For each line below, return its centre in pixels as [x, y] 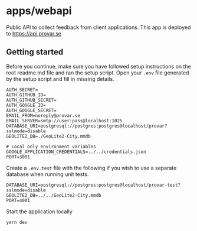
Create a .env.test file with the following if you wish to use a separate [91, 168]
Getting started [35, 52]
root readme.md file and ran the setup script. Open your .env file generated [98, 73]
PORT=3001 [18, 157]
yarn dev [17, 222]
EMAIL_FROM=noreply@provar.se [43, 115]
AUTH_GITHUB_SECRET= [32, 100]
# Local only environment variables [51, 147]
